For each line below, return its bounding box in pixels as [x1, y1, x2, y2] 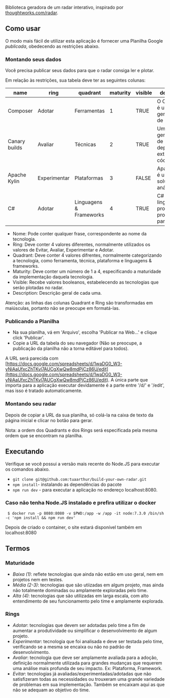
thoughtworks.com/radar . [5, 10, 59, 16]
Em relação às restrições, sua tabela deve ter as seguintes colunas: [5, 77, 146, 83]
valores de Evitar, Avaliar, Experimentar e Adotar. [12, 247, 115, 253]
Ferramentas [74, 108, 105, 115]
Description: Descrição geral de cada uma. [12, 290, 102, 296]
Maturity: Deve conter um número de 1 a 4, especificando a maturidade [12, 268, 161, 274]
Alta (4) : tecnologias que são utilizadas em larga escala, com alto [12, 592, 149, 599]
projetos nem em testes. [12, 576, 63, 582]
